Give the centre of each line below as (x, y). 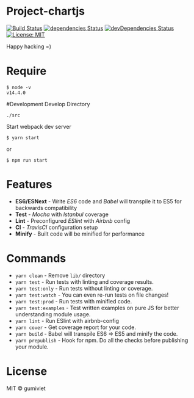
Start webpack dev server (39, 126)
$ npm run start (27, 160)
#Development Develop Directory (48, 104)
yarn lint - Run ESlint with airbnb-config (67, 320)
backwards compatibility (46, 208)
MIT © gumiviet (26, 388)
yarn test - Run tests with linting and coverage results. (84, 281)
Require (27, 71)
